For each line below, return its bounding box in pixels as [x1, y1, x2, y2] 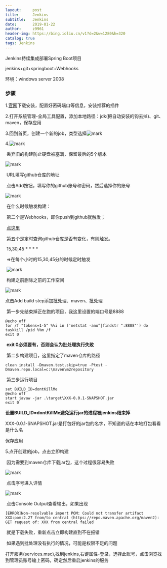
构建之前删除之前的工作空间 [6, 277, 64, 283]
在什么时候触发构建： [6, 203, 51, 209]
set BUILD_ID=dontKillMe [5, 387, 58, 392]
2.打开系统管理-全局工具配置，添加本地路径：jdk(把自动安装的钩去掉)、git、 [5, 113, 163, 120]
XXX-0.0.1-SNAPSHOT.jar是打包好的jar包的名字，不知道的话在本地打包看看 [5, 420, 161, 427]
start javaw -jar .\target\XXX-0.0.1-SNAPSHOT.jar [5, 395, 114, 401]
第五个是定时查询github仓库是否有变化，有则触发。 [6, 236, 113, 242]
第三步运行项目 [6, 377, 38, 383]
